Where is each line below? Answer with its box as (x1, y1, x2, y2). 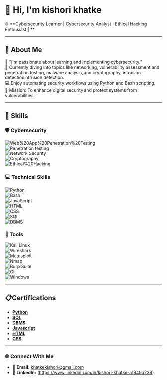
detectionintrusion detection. (5, 75, 65, 80)
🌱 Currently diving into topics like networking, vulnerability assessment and (5, 64, 160, 70)
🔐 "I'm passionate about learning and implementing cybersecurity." (5, 59, 143, 65)
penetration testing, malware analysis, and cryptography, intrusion (5, 69, 141, 75)
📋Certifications (5, 294, 56, 302)
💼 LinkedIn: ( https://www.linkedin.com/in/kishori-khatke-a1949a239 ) (12, 370, 154, 376)
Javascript (12, 325, 35, 331)
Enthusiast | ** (5, 26, 35, 32)
